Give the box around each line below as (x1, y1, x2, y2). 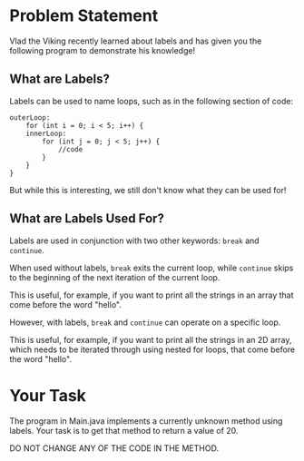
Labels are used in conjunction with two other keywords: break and (9, 235, 260, 246)
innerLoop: (25, 129, 67, 138)
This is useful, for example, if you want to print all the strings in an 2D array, (9, 334, 292, 345)
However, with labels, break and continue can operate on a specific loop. (9, 317, 281, 328)
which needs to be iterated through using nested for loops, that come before (9, 344, 296, 355)
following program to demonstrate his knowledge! (9, 44, 196, 55)
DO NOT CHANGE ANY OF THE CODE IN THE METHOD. (9, 442, 220, 454)
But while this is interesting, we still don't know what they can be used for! (9, 184, 287, 195)
